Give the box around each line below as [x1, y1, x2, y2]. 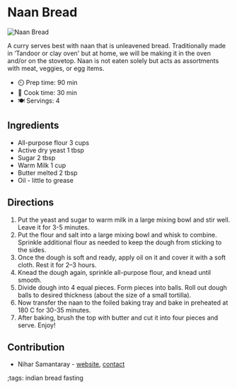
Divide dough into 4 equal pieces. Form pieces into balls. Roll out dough [17, 283, 228, 291]
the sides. [17, 245, 47, 254]
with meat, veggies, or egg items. [7, 64, 105, 72]
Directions [7, 196, 54, 209]
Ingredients [7, 120, 59, 132]
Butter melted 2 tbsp [17, 168, 78, 177]
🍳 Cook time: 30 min [17, 88, 78, 96]
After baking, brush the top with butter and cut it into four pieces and [17, 313, 219, 322]
